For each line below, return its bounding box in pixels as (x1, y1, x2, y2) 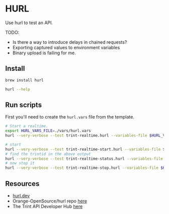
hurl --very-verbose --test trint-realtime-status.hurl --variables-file (5, 156, 163, 161)
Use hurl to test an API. (5, 20, 53, 26)
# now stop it (5, 161, 35, 166)
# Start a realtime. (5, 124, 49, 129)
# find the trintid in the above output (5, 151, 92, 156)
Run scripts (5, 100, 42, 109)
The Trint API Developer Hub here (12, 203, 83, 209)
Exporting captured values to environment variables (12, 44, 120, 50)
